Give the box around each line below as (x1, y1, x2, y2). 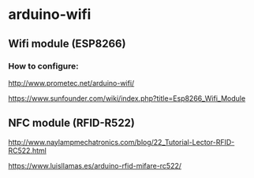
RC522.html (8, 146, 47, 155)
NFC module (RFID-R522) (8, 117, 136, 130)
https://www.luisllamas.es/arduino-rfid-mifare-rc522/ (8, 161, 182, 170)
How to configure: (8, 61, 79, 72)
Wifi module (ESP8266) (8, 37, 126, 50)
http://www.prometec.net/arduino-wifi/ (8, 78, 135, 87)
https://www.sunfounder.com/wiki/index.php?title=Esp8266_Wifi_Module (8, 93, 246, 103)
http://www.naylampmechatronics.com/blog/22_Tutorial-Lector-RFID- (8, 137, 235, 146)
